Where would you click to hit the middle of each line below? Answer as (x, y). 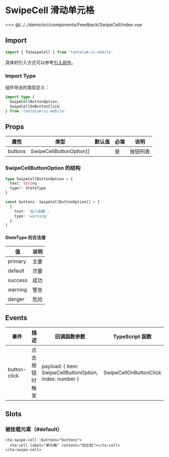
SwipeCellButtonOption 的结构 (43, 168)
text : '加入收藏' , (32, 211)
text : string (23, 184)
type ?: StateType (28, 188)
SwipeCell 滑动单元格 (50, 10)
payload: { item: (60, 366)
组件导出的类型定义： (27, 87)
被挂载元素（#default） (34, 429)
